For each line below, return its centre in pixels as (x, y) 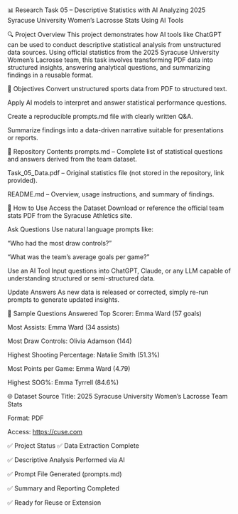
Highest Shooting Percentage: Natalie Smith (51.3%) (83, 355)
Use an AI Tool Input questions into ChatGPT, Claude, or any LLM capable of (119, 271)
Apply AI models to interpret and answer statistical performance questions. (117, 103)
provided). (22, 180)
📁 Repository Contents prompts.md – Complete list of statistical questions (115, 151)
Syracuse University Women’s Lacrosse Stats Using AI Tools (96, 20)
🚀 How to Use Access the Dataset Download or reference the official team (116, 208)
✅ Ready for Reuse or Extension (54, 503)
